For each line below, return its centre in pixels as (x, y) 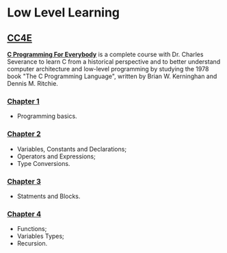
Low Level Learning (64, 13)
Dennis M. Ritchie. (32, 83)
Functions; (32, 229)
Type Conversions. (43, 163)
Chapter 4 (24, 214)
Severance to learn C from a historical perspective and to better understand (114, 62)
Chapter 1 (23, 101)
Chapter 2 (24, 134)
